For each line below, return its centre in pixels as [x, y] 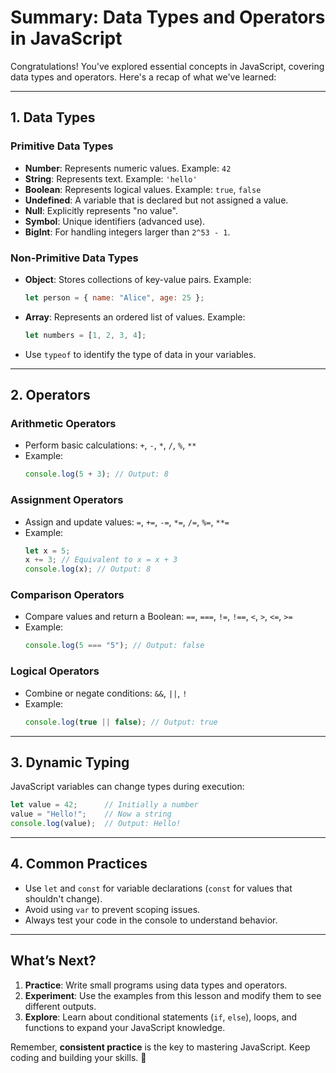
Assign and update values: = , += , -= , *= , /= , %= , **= [127, 522]
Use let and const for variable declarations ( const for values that [158, 888]
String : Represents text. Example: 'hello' [111, 178]
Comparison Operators [67, 595]
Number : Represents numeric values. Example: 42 [128, 168]
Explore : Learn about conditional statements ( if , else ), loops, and [161, 1017]
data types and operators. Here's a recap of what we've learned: [143, 77]
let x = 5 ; [47, 551]
